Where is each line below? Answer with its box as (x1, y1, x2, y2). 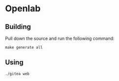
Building (5, 23, 31, 31)
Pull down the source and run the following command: (5, 35, 115, 41)
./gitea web (5, 71, 30, 76)
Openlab (5, 3, 41, 14)
